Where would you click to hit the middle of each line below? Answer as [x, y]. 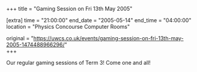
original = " [20, 38]
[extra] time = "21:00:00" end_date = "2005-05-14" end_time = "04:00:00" [99, 20]
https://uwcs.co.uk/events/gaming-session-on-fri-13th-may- [109, 38]
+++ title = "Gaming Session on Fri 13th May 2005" [69, 9]
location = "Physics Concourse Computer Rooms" [68, 27]
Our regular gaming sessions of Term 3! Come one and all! [79, 63]
